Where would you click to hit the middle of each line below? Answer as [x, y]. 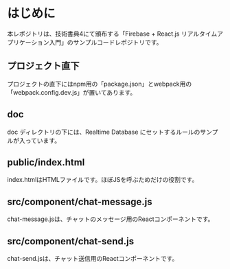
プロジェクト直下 [43, 66]
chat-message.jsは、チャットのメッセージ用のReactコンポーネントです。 [111, 219]
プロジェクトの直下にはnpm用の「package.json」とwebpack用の [100, 84]
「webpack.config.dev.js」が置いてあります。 [72, 92]
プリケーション [28, 42]
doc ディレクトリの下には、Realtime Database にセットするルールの [104, 132]
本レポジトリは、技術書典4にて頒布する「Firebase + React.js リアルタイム [112, 34]
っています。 [43, 140]
